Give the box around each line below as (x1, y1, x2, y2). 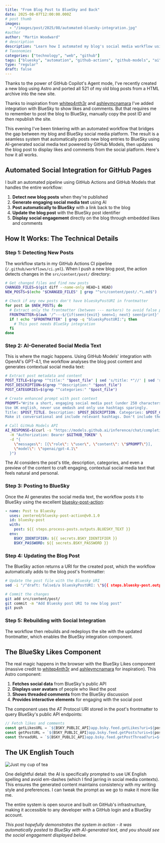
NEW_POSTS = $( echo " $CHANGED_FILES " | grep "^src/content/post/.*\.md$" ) (5, 289, 157, 295)
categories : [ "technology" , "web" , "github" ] (5, 53, 100, 58)
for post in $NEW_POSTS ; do (5, 303, 63, 308)
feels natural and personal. (5, 470, 59, 476)
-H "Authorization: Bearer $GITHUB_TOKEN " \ (9, 432, 102, 438)
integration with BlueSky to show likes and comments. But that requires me (5, 105, 157, 111)
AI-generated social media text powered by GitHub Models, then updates (5, 141, 153, 147)
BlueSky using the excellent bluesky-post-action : (5, 499, 105, 505)
